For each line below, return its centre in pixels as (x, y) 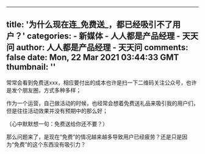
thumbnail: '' (31, 67)
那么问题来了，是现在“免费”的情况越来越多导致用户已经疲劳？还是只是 (94, 137)
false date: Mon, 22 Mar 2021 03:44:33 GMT (93, 58)
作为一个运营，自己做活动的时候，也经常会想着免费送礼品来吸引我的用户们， (103, 103)
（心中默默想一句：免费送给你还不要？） (57, 123)
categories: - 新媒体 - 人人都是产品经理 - (104, 36)
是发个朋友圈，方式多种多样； (44, 90)
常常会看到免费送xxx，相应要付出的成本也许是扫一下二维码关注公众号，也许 (102, 82)
